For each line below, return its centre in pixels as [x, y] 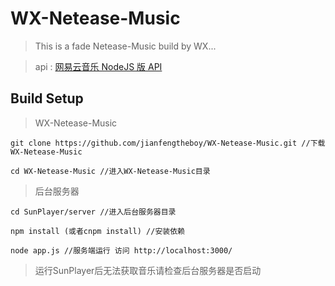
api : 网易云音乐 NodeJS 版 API [98, 66]
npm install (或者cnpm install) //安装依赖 [97, 231]
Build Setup [47, 98]
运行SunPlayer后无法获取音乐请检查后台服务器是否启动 [148, 270]
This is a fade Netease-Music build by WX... [125, 46]
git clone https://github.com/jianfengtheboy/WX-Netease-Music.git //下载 [168, 143]
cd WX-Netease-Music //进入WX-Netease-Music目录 [110, 171]
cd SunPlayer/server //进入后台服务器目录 [93, 212]
